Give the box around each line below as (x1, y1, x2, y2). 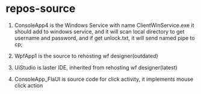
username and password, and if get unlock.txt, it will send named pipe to (14, 34, 195, 41)
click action (14, 81, 43, 89)
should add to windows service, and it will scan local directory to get (14, 28, 185, 35)
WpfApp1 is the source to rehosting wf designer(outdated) (14, 52, 159, 59)
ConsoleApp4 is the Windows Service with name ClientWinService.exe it (14, 22, 194, 29)
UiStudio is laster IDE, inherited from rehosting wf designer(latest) (14, 63, 178, 71)
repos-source (5, 2, 76, 16)
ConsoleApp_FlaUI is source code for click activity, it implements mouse (14, 75, 194, 83)
